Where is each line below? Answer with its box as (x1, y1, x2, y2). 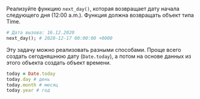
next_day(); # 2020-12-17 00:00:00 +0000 (6, 35, 113, 41)
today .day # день (6, 76, 50, 82)
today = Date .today (6, 71, 56, 77)
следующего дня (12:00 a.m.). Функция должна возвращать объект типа (6, 11, 195, 19)
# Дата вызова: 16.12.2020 (6, 30, 75, 36)
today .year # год (6, 88, 50, 94)
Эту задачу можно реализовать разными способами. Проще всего (6, 46, 181, 53)
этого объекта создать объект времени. (6, 59, 111, 66)
